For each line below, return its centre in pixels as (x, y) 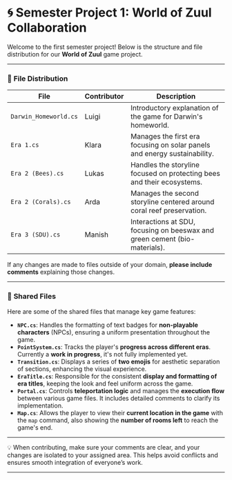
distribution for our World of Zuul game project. (75, 54)
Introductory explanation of (174, 108)
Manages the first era (165, 137)
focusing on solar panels (170, 145)
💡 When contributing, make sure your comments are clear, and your (104, 447)
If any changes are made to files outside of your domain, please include (110, 265)
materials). (148, 248)
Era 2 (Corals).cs (41, 202)
